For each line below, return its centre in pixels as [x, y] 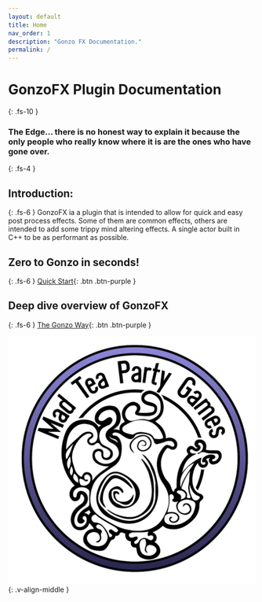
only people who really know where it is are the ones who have [130, 142]
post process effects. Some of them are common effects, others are [118, 221]
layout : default [35, 17]
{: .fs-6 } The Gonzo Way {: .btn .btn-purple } [80, 325]
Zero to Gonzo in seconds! [74, 262]
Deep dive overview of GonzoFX [88, 306]
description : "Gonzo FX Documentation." [75, 42]
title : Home [27, 25]
